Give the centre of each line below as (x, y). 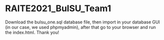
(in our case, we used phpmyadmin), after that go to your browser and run (81, 27)
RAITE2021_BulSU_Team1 (58, 9)
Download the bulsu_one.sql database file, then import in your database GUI (82, 22)
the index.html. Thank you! (32, 32)
